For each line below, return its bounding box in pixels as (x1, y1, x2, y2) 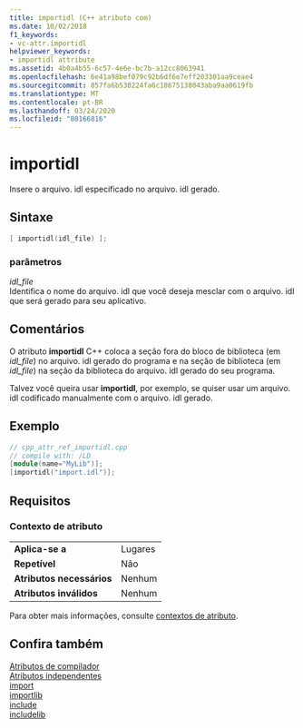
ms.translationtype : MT (9, 89, 100, 98)
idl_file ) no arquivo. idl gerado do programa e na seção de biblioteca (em (9, 355, 281, 366)
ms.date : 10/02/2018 (9, 22, 88, 31)
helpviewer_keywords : (9, 47, 92, 56)
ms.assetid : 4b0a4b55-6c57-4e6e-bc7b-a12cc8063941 (9, 64, 205, 74)
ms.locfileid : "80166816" (9, 114, 107, 123)
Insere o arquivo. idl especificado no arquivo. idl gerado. (9, 183, 220, 195)
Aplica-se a (14, 542, 66, 555)
